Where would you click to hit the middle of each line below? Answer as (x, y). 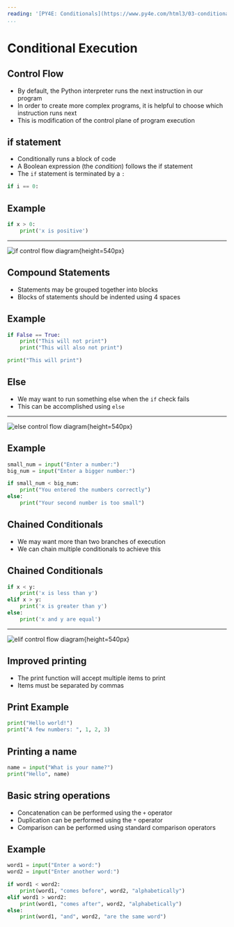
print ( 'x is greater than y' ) (64, 606)
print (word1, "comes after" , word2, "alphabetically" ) (101, 904)
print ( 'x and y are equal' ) (60, 619)
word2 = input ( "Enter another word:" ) (63, 872)
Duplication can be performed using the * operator (90, 820)
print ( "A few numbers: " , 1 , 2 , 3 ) (59, 730)
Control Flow (36, 74)
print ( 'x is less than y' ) (59, 594)
